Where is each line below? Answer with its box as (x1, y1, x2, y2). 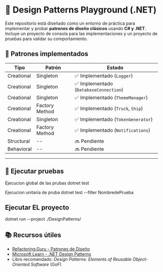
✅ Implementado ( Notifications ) (74, 127, 150, 134)
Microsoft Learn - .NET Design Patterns (12, 251, 91, 257)
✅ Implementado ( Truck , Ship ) (74, 105, 143, 112)
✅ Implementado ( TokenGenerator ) (74, 116, 153, 122)
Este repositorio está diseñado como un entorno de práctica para (5, 20, 135, 26)
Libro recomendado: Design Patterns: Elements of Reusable (12, 257, 132, 262)
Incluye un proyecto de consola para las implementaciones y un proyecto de (5, 30, 158, 36)
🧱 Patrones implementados (5, 50, 89, 58)
